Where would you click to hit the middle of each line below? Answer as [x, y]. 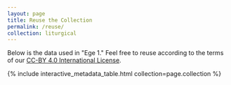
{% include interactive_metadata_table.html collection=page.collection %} [114, 74]
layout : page [26, 14]
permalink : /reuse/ [36, 26]
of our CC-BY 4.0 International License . [64, 61]
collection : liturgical [42, 33]
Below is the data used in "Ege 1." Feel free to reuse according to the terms [115, 53]
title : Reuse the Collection [50, 20]
